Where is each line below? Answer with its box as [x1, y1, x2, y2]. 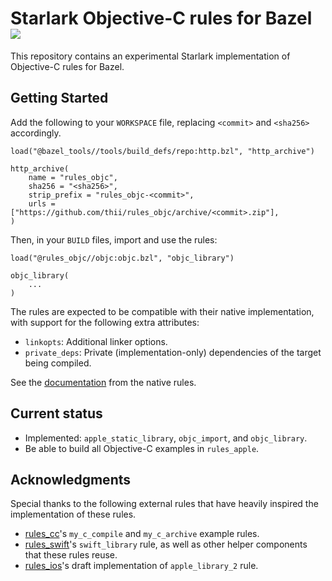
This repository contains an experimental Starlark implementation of [10, 50, 291, 62]
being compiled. [24, 357, 92, 369]
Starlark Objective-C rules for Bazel [10, 7, 313, 30]
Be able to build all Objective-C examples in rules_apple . [24, 442, 260, 454]
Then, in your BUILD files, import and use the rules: [10, 233, 218, 246]
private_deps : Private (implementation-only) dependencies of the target [24, 346, 322, 358]
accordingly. [10, 127, 62, 139]
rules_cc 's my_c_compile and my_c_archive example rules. [24, 528, 260, 540]
